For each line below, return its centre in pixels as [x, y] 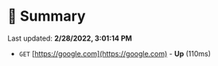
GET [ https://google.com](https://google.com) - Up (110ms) [115, 53]
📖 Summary [47, 16]
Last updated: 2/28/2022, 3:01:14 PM [70, 38]
